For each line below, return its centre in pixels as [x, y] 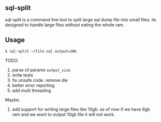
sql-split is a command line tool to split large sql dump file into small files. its [81, 19]
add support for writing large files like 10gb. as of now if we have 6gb [81, 109]
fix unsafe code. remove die [40, 80]
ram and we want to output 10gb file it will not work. [63, 114]
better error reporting [33, 85]
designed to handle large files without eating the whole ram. [65, 25]
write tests [22, 75]
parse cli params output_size [41, 70]
